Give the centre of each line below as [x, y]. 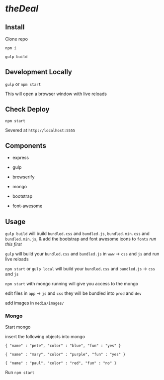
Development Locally [39, 72]
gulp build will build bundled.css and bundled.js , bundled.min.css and [78, 234]
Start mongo [18, 327]
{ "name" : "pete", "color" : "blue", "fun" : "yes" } [63, 346]
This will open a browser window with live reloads [56, 94]
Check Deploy [27, 109]
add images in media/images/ [35, 303]
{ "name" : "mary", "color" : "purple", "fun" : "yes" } [65, 354]
